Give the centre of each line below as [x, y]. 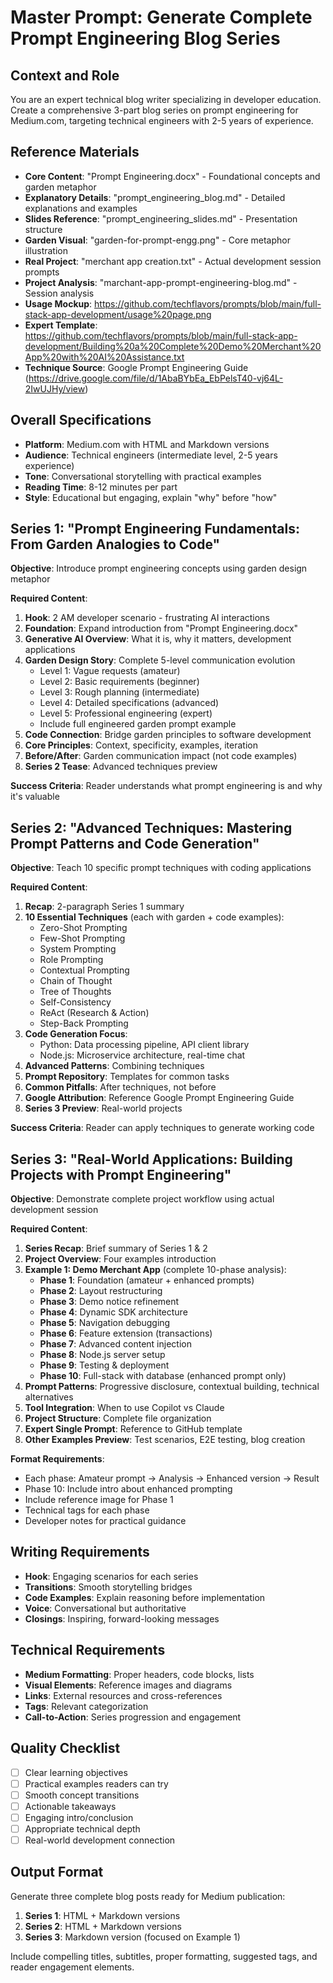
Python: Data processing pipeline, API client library [144, 1045]
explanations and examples [81, 208]
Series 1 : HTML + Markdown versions [102, 1915]
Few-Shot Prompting [82, 938]
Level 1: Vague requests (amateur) [110, 671]
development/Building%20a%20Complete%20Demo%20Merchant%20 [173, 346]
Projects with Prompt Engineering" [121, 1174]
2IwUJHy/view [55, 388]
